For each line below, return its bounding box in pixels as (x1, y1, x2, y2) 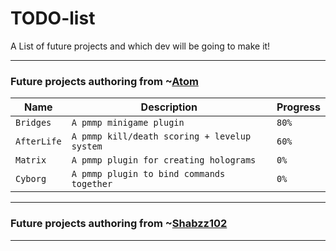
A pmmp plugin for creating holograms (71, 155, 257, 166)
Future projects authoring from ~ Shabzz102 (10, 217, 228, 231)
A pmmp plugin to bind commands (71, 168, 226, 180)
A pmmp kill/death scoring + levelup (71, 131, 252, 142)
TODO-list (10, 7, 96, 30)
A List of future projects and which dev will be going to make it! (10, 40, 271, 52)
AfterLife (15, 136, 62, 147)
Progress (276, 100, 321, 114)
